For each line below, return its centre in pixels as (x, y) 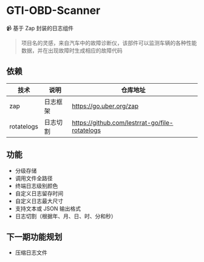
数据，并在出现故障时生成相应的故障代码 (72, 50)
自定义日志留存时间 (39, 193)
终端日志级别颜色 (36, 186)
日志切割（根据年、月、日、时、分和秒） (66, 216)
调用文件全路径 (34, 178)
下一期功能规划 (34, 237)
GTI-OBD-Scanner (53, 11)
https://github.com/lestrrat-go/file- (123, 123)
